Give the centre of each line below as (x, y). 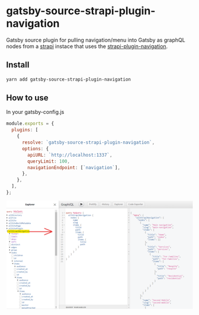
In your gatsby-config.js (35, 112)
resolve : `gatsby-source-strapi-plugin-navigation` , (88, 143)
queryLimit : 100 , (49, 161)
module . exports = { (30, 124)
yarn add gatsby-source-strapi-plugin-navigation (69, 79)
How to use (27, 98)
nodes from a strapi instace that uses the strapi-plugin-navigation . (87, 46)
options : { (35, 149)
